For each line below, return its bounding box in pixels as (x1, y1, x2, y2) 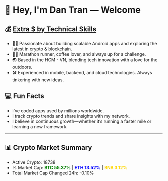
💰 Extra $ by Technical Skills (5, 25, 96, 33)
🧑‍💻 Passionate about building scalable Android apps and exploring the (12, 41, 157, 46)
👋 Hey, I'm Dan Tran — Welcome (5, 4, 141, 16)
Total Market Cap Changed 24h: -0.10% (12, 170, 94, 176)
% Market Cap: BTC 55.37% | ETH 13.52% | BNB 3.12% (12, 164, 128, 170)
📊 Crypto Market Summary (5, 143, 92, 152)
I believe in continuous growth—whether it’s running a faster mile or (12, 118, 152, 124)
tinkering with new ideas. (12, 77, 64, 83)
